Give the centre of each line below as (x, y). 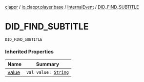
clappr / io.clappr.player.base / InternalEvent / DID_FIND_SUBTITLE (72, 7)
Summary (48, 64)
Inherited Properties (29, 51)
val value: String (48, 73)
